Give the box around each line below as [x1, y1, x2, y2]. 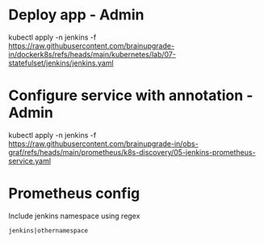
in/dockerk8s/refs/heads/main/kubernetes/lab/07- [8, 49, 176, 59]
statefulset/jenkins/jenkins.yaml [8, 58, 115, 68]
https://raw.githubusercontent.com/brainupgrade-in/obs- [8, 139, 199, 149]
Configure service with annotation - [8, 86, 254, 105]
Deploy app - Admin [8, 6, 145, 24]
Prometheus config [8, 184, 140, 203]
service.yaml [8, 156, 51, 165]
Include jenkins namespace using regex [8, 211, 140, 220]
